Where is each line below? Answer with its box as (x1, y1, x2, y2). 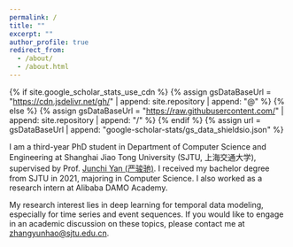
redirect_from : (9, 46, 66, 55)
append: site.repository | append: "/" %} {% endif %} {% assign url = (9, 114, 261, 125)
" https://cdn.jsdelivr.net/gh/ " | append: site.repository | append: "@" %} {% (9, 96, 285, 106)
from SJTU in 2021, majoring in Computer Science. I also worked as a (9, 173, 263, 183)
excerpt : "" (9, 29, 53, 38)
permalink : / (9, 12, 58, 22)
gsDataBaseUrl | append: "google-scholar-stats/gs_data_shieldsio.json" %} (9, 124, 285, 135)
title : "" (9, 21, 46, 30)
